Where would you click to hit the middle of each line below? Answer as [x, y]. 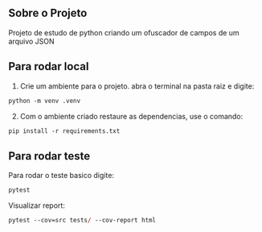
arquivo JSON [31, 41]
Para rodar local [49, 66]
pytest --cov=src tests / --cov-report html [82, 221]
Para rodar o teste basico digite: [61, 176]
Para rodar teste [49, 156]
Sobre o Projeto [48, 13]
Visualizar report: [37, 205]
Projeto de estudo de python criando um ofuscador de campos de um [124, 32]
